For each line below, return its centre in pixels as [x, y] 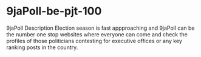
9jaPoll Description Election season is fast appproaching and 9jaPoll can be [101, 28]
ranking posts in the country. [42, 47]
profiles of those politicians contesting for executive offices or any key [94, 41]
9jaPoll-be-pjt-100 [54, 11]
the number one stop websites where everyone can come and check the [97, 34]
